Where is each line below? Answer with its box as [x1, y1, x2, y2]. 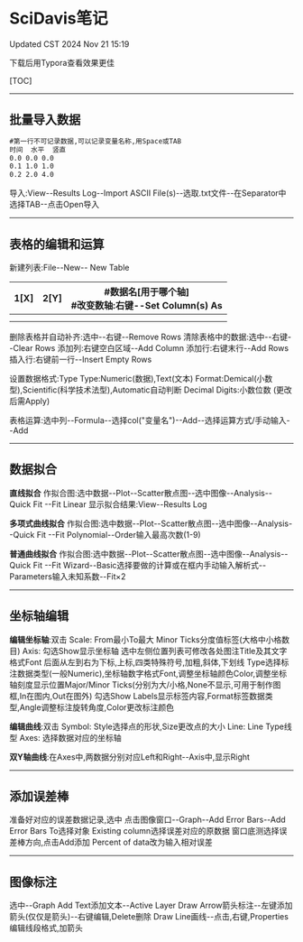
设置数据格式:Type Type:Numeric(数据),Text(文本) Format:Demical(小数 [9, 373, 273, 383]
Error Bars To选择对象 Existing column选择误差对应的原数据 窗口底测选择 [9, 826, 280, 836]
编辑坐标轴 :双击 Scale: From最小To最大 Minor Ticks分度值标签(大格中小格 [9, 633, 282, 645]
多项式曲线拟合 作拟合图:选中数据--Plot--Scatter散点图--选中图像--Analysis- [9, 518, 293, 529]
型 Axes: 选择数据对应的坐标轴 [9, 732, 122, 743]
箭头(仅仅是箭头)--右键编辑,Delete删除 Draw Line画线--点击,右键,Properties [9, 911, 289, 922]
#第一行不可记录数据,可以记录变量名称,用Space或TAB [9, 136, 182, 145]
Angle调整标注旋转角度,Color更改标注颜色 [19, 701, 174, 713]
